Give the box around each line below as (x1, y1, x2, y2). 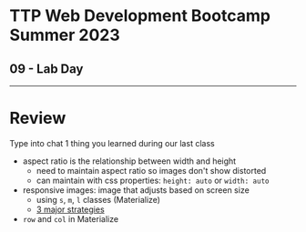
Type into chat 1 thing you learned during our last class (9, 137, 216, 148)
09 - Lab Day (9, 61, 84, 76)
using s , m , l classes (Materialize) (36, 194, 161, 205)
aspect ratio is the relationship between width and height (22, 156, 237, 166)
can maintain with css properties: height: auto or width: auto (36, 175, 270, 186)
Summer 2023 (9, 25, 120, 45)
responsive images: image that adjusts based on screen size (22, 184, 250, 196)
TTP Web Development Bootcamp (9, 5, 271, 26)
